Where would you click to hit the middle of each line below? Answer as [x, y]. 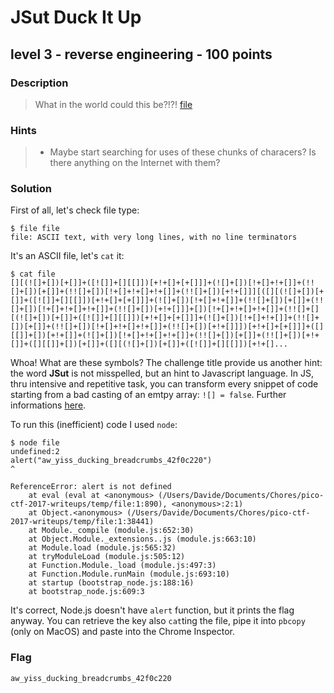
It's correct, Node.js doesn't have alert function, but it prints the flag [152, 610]
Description [39, 83]
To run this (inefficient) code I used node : [94, 425]
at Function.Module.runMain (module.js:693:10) [129, 574]
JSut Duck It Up [76, 17]
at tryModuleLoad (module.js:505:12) [107, 557]
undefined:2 [35, 452]
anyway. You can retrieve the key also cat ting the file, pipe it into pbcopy [158, 621]
